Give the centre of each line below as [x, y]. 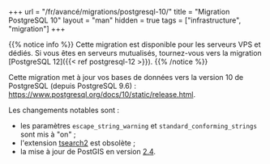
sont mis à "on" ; [48, 134]
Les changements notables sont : [64, 110]
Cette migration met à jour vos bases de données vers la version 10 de [126, 77]
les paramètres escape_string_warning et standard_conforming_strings [139, 126]
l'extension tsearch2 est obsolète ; [78, 143]
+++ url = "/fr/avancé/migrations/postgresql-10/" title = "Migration [119, 12]
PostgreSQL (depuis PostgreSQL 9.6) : [72, 86]
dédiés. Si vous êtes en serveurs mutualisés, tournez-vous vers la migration [135, 53]
